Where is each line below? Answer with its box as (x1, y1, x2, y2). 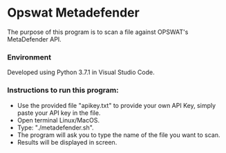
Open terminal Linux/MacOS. (17, 116, 100, 124)
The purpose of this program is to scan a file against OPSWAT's (7, 28, 189, 36)
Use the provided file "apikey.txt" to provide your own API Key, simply (17, 101, 216, 109)
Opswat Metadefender (7, 5, 140, 21)
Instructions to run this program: (7, 85, 119, 95)
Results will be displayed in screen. (17, 138, 117, 146)
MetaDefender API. (7, 35, 62, 43)
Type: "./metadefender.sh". (17, 123, 95, 132)
